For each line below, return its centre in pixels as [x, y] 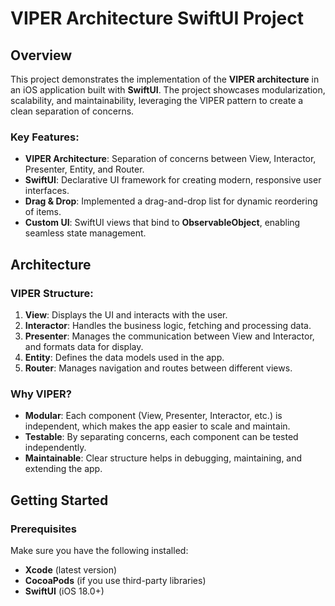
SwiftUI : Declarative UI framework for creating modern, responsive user [173, 180]
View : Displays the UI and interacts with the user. [126, 314]
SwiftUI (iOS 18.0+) [64, 591]
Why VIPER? [41, 394]
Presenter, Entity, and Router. [84, 169]
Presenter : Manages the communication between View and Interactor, [169, 336]
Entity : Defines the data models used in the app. [124, 357]
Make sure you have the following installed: [99, 550]
